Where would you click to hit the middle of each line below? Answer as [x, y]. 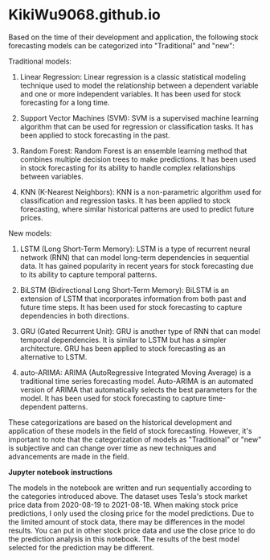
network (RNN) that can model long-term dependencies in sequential [134, 257]
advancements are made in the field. [69, 456]
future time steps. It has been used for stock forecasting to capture [131, 307]
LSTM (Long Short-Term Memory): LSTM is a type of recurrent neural [135, 249]
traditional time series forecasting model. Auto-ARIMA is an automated [137, 381]
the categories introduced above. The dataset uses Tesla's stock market [128, 496]
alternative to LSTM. [53, 356]
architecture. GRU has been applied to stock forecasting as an [123, 348]
